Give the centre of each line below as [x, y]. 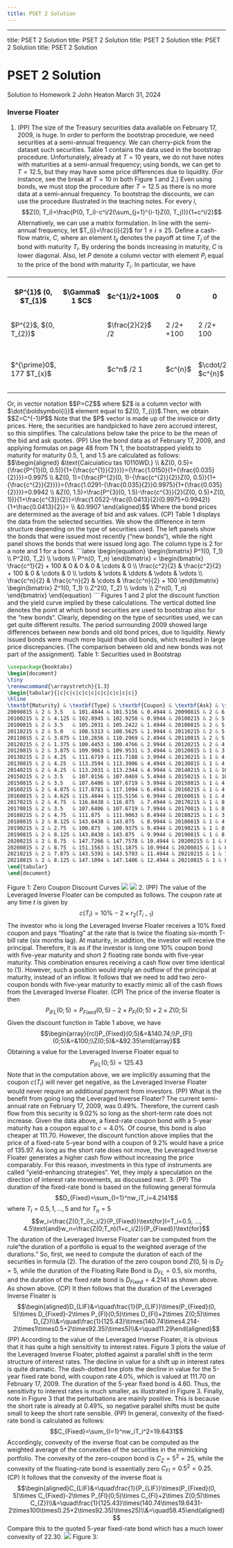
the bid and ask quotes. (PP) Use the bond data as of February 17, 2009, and [116, 440]
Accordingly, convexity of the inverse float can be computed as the [103, 1443]
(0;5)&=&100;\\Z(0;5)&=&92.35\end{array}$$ [116, 1040]
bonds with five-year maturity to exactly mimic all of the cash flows [127, 984]
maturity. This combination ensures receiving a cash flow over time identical [116, 962]
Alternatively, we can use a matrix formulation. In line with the [105, 223]
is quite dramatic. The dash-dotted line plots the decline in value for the [109, 1369]
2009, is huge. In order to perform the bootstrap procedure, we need [115, 135]
